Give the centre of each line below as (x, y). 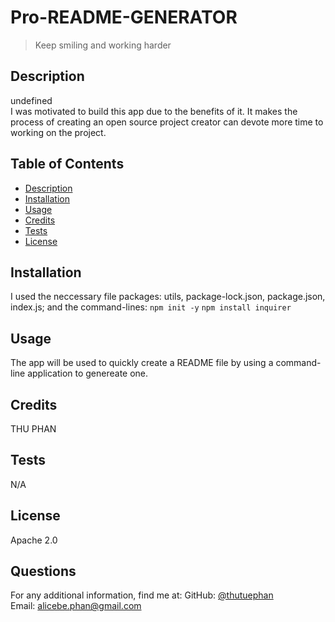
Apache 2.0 (34, 540)
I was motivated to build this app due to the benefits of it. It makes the (154, 111)
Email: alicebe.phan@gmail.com (76, 606)
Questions (43, 571)
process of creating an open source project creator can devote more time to (167, 122)
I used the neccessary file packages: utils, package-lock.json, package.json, (168, 297)
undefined (31, 100)
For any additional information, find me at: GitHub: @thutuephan (142, 595)
